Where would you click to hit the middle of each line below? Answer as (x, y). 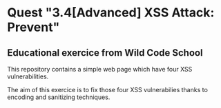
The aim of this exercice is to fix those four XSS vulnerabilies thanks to (108, 90)
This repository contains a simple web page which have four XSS (100, 69)
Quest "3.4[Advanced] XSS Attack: (111, 13)
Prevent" (33, 27)
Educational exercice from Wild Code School (105, 53)
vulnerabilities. (28, 76)
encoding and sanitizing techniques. (59, 97)
